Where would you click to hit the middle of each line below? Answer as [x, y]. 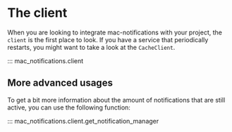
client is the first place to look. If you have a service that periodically [108, 39]
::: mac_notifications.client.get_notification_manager [83, 121]
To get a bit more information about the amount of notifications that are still [116, 100]
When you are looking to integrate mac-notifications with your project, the [115, 32]
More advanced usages [60, 83]
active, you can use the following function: [69, 107]
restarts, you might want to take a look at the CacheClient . [91, 47]
